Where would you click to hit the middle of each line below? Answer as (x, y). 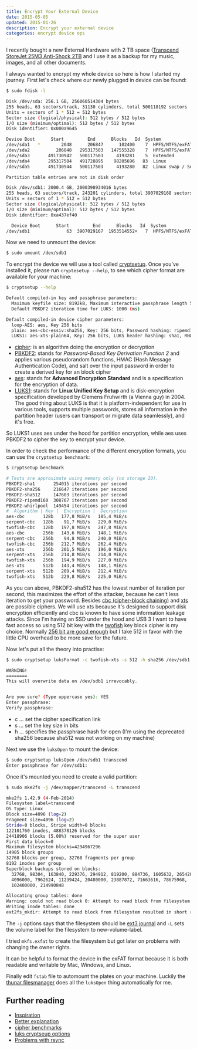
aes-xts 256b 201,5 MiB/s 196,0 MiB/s (67, 549)
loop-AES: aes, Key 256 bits (47, 325)
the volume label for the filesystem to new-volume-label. (74, 929)
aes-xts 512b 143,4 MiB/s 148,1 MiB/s (67, 566)
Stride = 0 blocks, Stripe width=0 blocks (56, 825)
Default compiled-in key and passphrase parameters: (72, 298)
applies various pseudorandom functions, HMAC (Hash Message (93, 360)
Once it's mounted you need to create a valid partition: (72, 776)
